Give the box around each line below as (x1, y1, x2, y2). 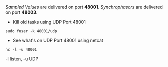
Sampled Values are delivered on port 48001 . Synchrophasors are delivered (5, 4, 163, 10)
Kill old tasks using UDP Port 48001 (12, 19, 86, 25)
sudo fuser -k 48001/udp (5, 29, 57, 34)
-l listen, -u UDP (5, 56, 39, 62)
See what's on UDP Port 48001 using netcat (12, 37, 104, 43)
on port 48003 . (5, 9, 38, 15)
